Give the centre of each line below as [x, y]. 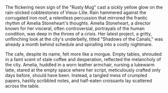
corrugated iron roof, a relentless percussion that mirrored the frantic [76, 18]
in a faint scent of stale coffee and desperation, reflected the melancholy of [83, 59]
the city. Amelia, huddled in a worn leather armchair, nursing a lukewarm [80, 65]
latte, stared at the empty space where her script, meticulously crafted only [83, 70]
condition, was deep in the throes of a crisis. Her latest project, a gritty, [78, 34]
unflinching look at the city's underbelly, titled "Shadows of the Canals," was [84, 39]
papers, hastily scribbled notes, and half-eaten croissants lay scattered [78, 80]
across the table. [23, 86]
